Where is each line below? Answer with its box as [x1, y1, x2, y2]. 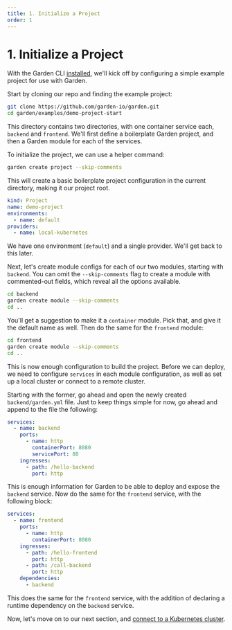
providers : [7, 223, 39, 230]
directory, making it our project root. [7, 184, 111, 192]
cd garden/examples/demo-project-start [7, 110, 123, 117]
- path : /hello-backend [25, 463, 95, 471]
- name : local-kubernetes [13, 229, 89, 236]
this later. [7, 249, 33, 258]
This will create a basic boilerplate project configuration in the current [7, 177, 206, 185]
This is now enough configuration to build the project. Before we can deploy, [7, 362, 226, 370]
